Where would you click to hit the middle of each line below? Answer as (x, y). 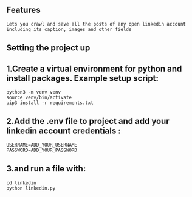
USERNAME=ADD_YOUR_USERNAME (42, 145)
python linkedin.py (31, 188)
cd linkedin (21, 183)
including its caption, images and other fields (69, 29)
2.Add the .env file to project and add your (88, 121)
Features (23, 10)
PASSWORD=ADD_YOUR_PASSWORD (42, 150)
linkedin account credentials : (63, 131)
